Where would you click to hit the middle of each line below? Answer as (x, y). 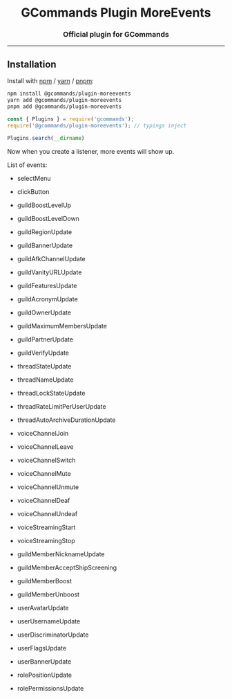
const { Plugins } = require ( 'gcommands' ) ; (71, 119)
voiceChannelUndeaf (47, 513)
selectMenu (34, 178)
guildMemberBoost (45, 581)
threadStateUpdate (44, 366)
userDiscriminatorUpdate (53, 635)
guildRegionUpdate (45, 232)
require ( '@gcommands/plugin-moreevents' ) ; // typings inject (97, 125)
